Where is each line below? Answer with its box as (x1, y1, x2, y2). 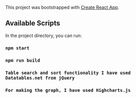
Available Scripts (5, 19, 60, 27)
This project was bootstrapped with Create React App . (5, 5, 120, 10)
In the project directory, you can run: (5, 32, 82, 39)
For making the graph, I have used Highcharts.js (5, 87, 131, 93)
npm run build (5, 57, 40, 63)
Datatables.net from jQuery (5, 75, 75, 81)
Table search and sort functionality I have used (5, 70, 131, 76)
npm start (5, 45, 30, 51)
